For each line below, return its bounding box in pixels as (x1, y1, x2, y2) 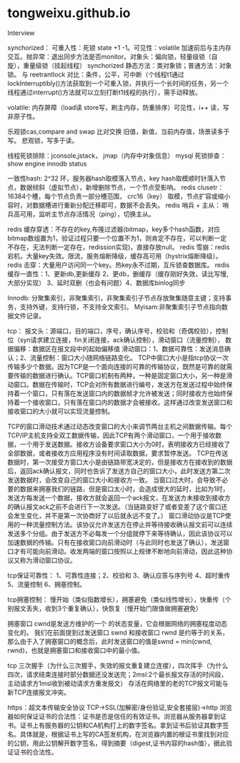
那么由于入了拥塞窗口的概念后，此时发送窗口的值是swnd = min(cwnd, (7, 637, 212, 645)
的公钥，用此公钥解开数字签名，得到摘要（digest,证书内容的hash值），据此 (7, 739, 226, 747)
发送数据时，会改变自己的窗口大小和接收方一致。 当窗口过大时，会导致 (7, 475, 216, 484)
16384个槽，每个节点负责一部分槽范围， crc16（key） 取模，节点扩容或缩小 (7, 191, 231, 201)
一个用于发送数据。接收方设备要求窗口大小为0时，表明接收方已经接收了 (19, 440, 231, 448)
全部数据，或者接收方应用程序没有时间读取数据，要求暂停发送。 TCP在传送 (7, 448, 229, 458)
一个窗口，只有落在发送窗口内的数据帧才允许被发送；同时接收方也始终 (19, 389, 226, 398)
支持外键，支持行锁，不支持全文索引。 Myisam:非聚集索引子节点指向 (19, 302, 222, 311)
